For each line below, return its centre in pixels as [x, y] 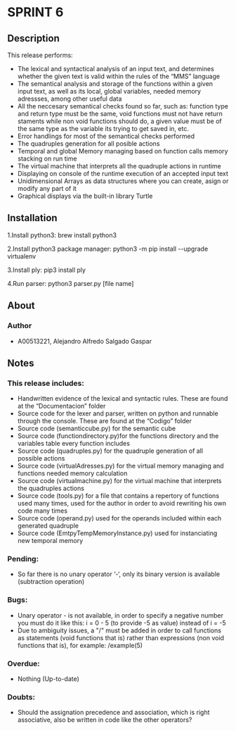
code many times [42, 511]
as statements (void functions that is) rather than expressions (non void [121, 637]
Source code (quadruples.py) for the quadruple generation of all [110, 451]
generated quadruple [48, 526]
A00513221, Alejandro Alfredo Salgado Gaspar [85, 341]
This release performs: [40, 55]
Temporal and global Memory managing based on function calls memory [123, 151]
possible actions [41, 458]
